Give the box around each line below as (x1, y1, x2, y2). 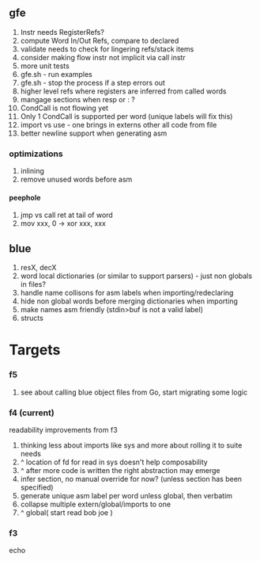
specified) (20, 483, 54, 492)
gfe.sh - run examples (20, 69, 93, 78)
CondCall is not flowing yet (20, 103, 109, 113)
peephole (9, 193, 41, 202)
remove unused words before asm (20, 174, 133, 185)
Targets (9, 341, 61, 359)
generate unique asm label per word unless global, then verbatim (20, 490, 232, 500)
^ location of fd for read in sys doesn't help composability (20, 457, 208, 467)
